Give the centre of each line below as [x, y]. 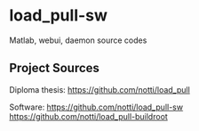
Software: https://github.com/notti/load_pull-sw [96, 107]
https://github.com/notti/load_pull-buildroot [89, 116]
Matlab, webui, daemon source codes [78, 40]
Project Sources [55, 68]
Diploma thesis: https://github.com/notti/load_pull [100, 89]
